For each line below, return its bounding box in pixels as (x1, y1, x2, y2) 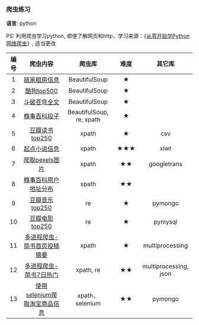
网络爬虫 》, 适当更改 (6, 40, 56, 47)
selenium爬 (25, 291, 57, 299)
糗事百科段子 (23, 112, 60, 120)
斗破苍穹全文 (23, 98, 60, 106)
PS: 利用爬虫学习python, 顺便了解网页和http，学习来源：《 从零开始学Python (6, 33, 190, 40)
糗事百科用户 (23, 176, 60, 184)
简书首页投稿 (23, 242, 60, 250)
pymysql (153, 218, 178, 226)
